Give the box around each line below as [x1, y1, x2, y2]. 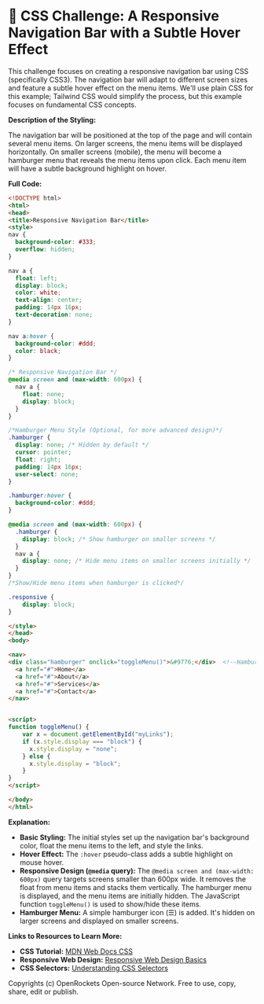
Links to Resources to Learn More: [8, 931, 123, 940]
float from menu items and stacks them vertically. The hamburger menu [19, 882, 252, 892]
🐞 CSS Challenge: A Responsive [8, 7, 220, 25]
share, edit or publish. [8, 987, 79, 996]
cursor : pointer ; [15, 448, 72, 457]
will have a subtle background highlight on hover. [8, 164, 167, 173]
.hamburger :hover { [8, 491, 72, 500]
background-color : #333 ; [15, 238, 97, 246]
